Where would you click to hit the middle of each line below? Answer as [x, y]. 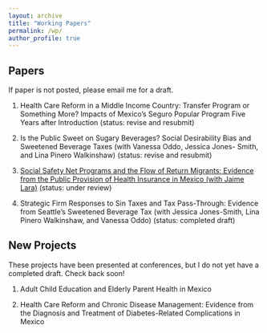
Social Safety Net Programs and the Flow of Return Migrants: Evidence [137, 171]
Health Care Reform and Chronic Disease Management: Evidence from [137, 304]
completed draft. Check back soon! [67, 273]
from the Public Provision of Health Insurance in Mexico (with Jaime [132, 179]
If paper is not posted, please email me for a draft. [91, 90]
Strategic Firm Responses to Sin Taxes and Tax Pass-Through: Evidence [139, 203]
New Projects [42, 246]
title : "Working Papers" [50, 23]
